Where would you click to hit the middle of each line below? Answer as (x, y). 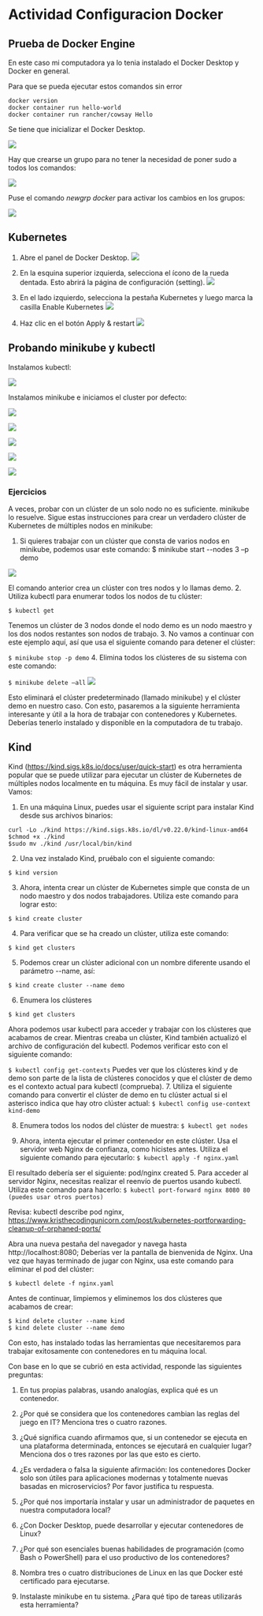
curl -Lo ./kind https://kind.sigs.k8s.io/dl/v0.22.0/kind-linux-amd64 (128, 830)
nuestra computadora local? (65, 1509)
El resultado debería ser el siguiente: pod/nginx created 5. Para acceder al (128, 1173)
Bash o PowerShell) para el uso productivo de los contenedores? (124, 1557)
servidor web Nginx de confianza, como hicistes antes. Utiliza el (124, 1149)
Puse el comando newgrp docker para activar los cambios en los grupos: (127, 198)
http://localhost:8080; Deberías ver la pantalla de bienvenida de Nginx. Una (131, 1252)
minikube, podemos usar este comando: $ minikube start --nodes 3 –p (134, 549)
